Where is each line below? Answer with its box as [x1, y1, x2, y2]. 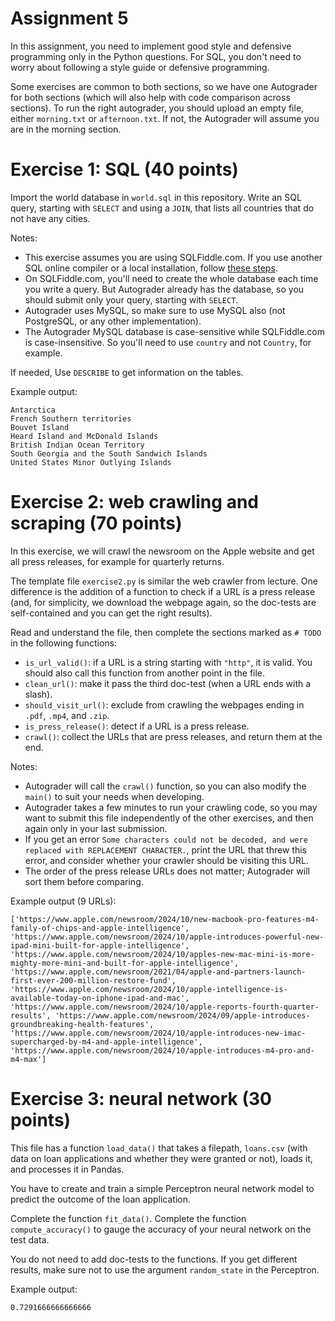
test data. [10, 1233, 50, 1246]
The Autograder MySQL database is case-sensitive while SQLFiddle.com [24, 325, 326, 337]
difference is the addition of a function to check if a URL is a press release [10, 585, 316, 597]
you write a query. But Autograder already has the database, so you [24, 283, 305, 295]
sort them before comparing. [24, 875, 144, 887]
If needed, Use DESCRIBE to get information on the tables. [10, 366, 244, 378]
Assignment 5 [10, 7, 129, 30]
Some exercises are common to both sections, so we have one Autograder [10, 80, 318, 92]
